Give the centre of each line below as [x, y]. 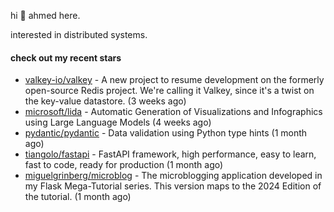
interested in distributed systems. [79, 34]
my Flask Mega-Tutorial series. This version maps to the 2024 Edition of [173, 186]
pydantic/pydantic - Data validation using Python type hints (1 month [166, 133]
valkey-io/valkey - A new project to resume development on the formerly [174, 80]
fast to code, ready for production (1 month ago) [124, 165]
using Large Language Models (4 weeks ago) [118, 122]
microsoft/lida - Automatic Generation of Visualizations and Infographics [173, 112]
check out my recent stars [66, 57]
